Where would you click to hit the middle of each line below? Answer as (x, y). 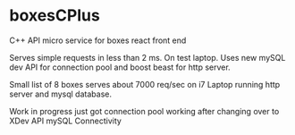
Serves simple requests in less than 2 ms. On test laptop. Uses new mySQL (147, 57)
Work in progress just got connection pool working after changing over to (144, 111)
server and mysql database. (60, 94)
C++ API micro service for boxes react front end (98, 40)
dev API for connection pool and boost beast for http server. (120, 67)
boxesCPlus (55, 16)
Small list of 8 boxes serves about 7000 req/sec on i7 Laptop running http (145, 84)
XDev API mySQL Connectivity (66, 121)
